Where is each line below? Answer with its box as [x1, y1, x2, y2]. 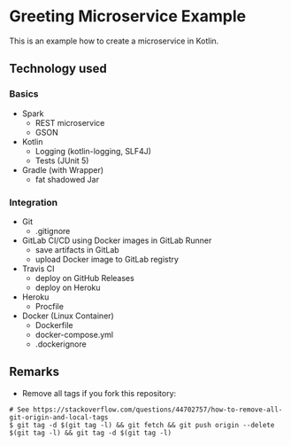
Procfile [34, 301, 65, 311]
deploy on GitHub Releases [34, 272, 134, 283]
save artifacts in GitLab [34, 244, 119, 254]
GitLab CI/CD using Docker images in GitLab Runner [21, 235, 212, 246]
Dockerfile [34, 319, 73, 330]
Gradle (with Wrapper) [21, 164, 104, 175]
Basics [9, 88, 39, 100]
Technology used [9, 61, 108, 76]
